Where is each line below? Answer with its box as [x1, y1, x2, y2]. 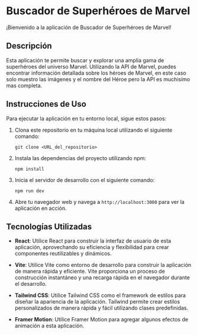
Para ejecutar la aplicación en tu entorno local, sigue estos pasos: [6, 114, 167, 122]
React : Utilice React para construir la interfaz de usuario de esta [14, 237, 172, 244]
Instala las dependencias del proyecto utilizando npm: [14, 154, 147, 161]
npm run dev [14, 188, 44, 194]
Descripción [6, 41, 52, 51]
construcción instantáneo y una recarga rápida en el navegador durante [14, 274, 190, 281]
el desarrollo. [14, 280, 47, 288]
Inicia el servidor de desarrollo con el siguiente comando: [14, 176, 155, 183]
